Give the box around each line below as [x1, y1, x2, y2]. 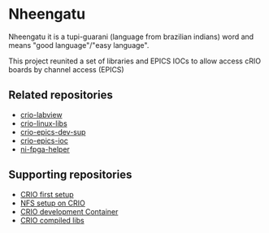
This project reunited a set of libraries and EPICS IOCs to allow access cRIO [8, 56, 262, 66]
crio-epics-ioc [20, 136, 69, 145]
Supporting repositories [8, 168, 132, 182]
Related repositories [8, 88, 114, 102]
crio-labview [20, 110, 63, 119]
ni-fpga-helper [20, 144, 71, 154]
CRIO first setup [20, 189, 75, 199]
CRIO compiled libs [20, 215, 85, 225]
